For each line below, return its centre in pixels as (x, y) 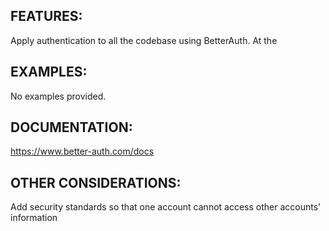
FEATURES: (46, 16)
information (34, 218)
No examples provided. (58, 96)
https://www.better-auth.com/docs (82, 151)
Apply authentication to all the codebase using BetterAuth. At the (144, 40)
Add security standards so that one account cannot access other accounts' (166, 207)
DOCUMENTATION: (71, 127)
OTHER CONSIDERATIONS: (96, 182)
